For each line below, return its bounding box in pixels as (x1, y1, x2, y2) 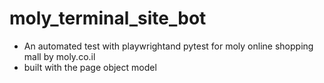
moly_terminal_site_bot (9, 7, 207, 30)
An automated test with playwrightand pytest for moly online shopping (23, 40, 314, 52)
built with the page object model (23, 61, 157, 73)
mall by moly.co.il (23, 50, 96, 62)
